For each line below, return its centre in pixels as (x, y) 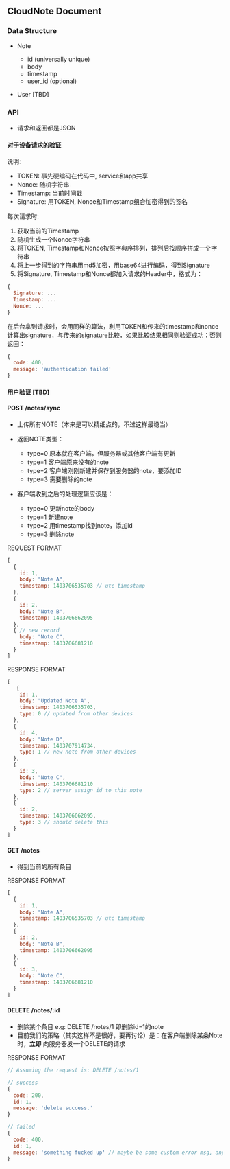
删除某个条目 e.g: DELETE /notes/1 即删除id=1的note (90, 1027)
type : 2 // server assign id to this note (81, 790)
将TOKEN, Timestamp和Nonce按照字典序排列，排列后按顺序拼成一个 (114, 248)
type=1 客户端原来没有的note (68, 462)
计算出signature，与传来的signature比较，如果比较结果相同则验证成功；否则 (115, 335)
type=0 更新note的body (61, 508)
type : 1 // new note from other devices (78, 752)
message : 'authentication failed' (62, 369)
